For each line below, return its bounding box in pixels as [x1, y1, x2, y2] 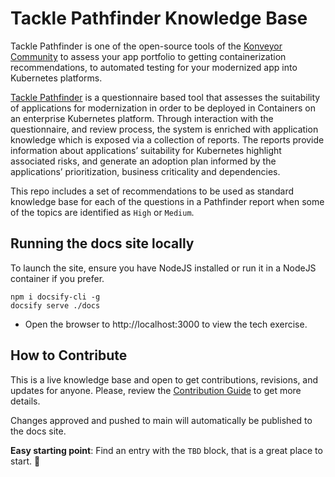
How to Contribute [10, 347, 128, 364]
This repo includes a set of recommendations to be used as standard [10, 185, 295, 197]
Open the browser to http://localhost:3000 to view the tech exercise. [24, 318, 308, 330]
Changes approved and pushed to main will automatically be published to [10, 414, 313, 426]
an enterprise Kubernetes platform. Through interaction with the [10, 112, 274, 124]
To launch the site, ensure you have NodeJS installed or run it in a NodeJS [10, 262, 317, 274]
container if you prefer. [10, 272, 105, 284]
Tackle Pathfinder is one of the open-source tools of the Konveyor [10, 40, 283, 52]
